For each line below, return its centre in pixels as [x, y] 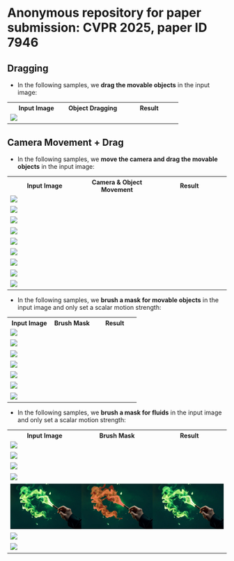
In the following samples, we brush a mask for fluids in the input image [119, 412]
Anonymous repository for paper [104, 13]
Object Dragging [93, 108]
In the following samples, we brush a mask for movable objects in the [118, 300]
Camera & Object [117, 182]
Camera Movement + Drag [65, 142]
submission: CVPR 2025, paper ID [107, 28]
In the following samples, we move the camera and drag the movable [117, 159]
